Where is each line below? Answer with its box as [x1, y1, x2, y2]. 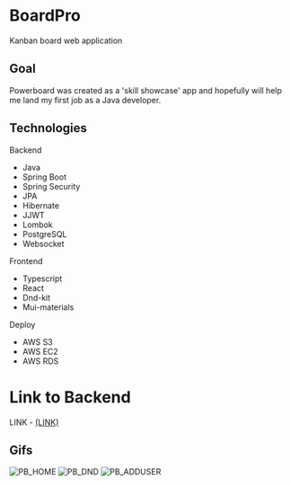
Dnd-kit [22, 292, 51, 303]
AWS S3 [22, 336, 54, 347]
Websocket [22, 238, 65, 249]
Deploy [9, 319, 36, 330]
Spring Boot [22, 172, 67, 182]
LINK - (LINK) [9, 417, 59, 428]
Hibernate [22, 199, 60, 211]
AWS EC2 [22, 346, 58, 357]
